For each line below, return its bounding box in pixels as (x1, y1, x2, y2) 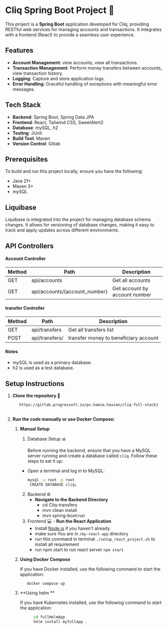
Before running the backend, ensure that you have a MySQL (27, 447, 151, 453)
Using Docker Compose (19, 556, 70, 562)
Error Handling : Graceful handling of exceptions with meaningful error (12, 81, 157, 87)
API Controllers (5, 241, 54, 250)
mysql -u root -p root (27, 477, 75, 482)
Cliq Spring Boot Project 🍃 (5, 5, 114, 16)
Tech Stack (5, 101, 41, 109)
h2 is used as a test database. (12, 365, 74, 371)
